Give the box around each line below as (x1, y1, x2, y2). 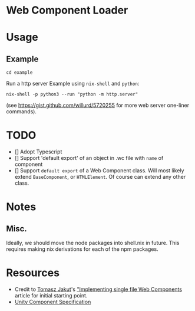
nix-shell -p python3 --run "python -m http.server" (6, 91, 138, 97)
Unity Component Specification (14, 299, 91, 306)
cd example (6, 70, 33, 76)
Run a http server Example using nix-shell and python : (6, 80, 140, 87)
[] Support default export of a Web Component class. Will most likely (14, 167, 184, 174)
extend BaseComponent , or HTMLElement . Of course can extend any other (14, 173, 186, 181)
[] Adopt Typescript (14, 148, 62, 155)
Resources (6, 266, 60, 280)
